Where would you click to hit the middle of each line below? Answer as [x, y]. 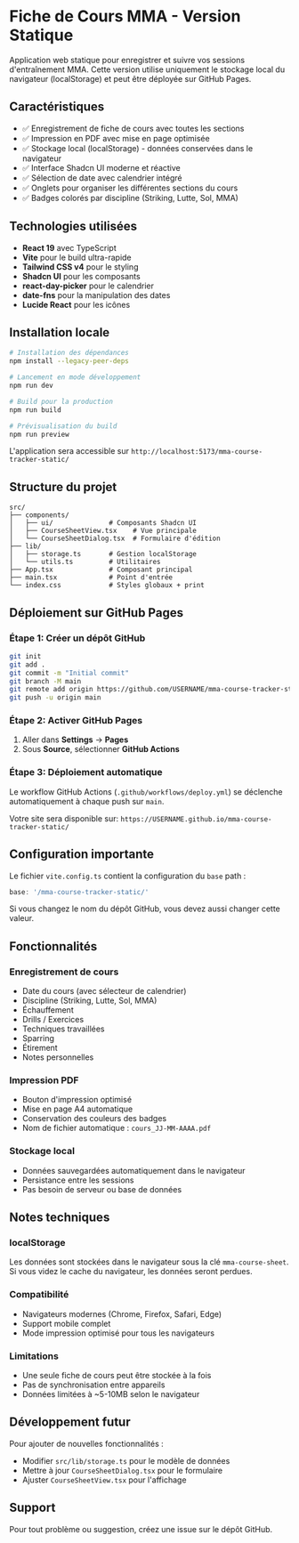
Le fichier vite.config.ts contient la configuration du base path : [128, 876]
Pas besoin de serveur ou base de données [102, 1189]
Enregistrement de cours [64, 972]
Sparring [38, 1038]
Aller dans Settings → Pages [75, 739]
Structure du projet [63, 487]
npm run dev [31, 385]
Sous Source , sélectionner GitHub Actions [101, 749]
